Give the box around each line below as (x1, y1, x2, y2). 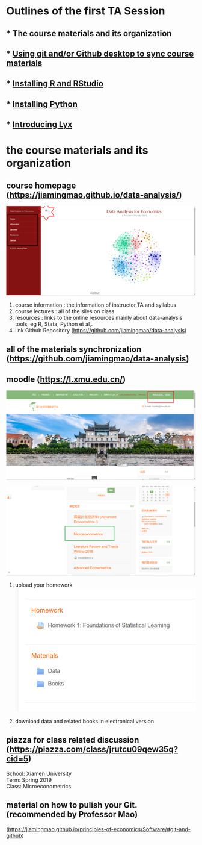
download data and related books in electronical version (14, 717, 155, 725)
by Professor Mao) (67, 809, 138, 820)
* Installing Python (6, 99, 78, 109)
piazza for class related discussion (6, 735, 139, 745)
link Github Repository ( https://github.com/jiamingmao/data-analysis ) (14, 326, 187, 334)
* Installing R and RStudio (6, 78, 104, 89)
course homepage (6, 180, 76, 190)
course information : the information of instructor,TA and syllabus (14, 301, 176, 308)
